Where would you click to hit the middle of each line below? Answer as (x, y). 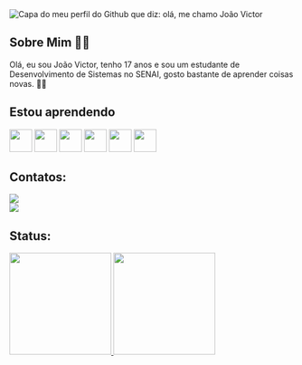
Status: (30, 236)
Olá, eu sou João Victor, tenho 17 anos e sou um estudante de (125, 64)
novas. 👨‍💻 (28, 83)
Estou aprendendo (62, 112)
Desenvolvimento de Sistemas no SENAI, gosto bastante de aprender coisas (151, 74)
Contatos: (38, 177)
